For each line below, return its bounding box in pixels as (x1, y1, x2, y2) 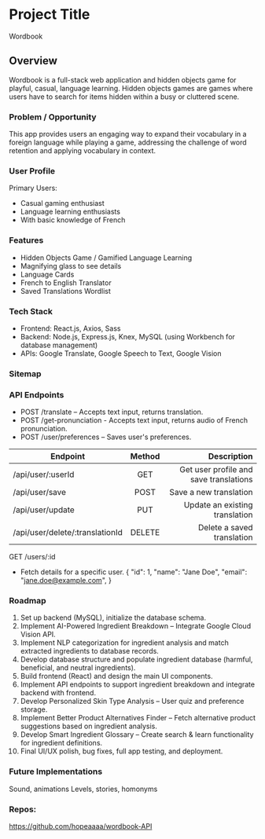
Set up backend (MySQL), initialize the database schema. (20, 613, 207, 622)
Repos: (9, 804, 37, 815)
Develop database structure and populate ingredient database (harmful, (20, 654, 253, 665)
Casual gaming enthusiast (20, 199, 105, 208)
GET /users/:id (9, 552, 56, 562)
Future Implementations (9, 766, 103, 777)
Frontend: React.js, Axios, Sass (20, 324, 121, 333)
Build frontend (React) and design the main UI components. (20, 672, 213, 681)
